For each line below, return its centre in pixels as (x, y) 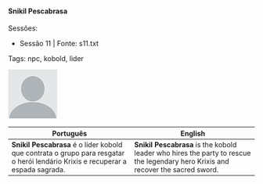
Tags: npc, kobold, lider (46, 59)
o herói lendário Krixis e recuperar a (69, 161)
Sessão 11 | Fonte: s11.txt (59, 44)
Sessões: (23, 28)
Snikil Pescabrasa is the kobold (186, 144)
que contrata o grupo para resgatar (68, 153)
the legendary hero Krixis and (182, 161)
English (193, 133)
